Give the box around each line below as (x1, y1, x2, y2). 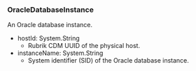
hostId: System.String (17, 34, 80, 42)
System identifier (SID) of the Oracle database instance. (27, 56, 189, 65)
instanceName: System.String (17, 49, 104, 57)
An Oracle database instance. (7, 21, 93, 29)
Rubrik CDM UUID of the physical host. (27, 42, 141, 50)
